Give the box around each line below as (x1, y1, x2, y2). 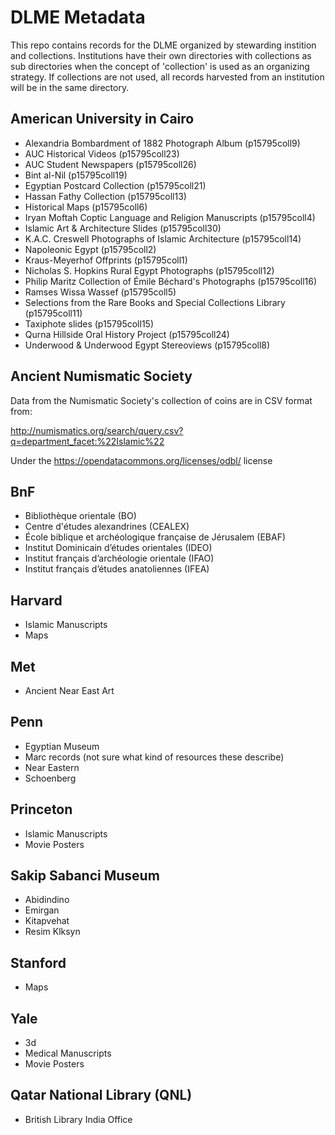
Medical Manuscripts (24, 1047, 112, 1060)
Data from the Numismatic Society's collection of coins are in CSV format (10, 394, 313, 406)
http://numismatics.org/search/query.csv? (10, 424, 184, 436)
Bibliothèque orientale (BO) (24, 510, 137, 522)
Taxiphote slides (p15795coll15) (24, 317, 154, 330)
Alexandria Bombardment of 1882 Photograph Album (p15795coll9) (24, 137, 301, 149)
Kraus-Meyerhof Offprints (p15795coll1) (24, 254, 188, 266)
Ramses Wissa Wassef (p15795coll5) (24, 286, 177, 298)
